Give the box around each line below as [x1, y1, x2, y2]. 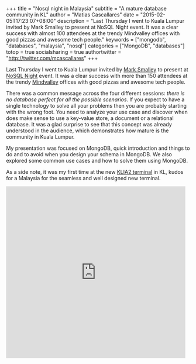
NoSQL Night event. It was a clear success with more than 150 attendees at [6, 73, 188, 79]
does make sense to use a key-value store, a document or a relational [6, 115, 174, 122]
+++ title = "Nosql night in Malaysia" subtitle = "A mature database [6, 5, 167, 12]
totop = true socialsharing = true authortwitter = [6, 49, 122, 55]
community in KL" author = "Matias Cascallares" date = [6, 11, 139, 18]
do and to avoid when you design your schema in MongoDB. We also [6, 151, 173, 157]
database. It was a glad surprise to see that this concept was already [6, 121, 173, 128]
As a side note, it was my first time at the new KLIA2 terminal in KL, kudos [6, 169, 184, 175]
